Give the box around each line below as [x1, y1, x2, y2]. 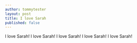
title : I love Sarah [5, 16, 47, 21]
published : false [5, 20, 40, 25]
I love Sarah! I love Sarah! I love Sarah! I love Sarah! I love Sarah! [5, 33, 133, 39]
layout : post [5, 11, 31, 16]
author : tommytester [5, 7, 47, 12]
